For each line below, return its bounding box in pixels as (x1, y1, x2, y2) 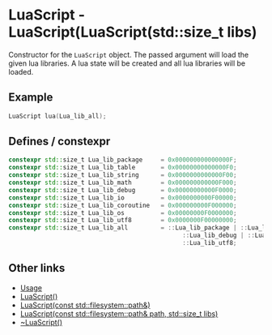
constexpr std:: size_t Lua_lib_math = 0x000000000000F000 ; (8, 178, 237, 187)
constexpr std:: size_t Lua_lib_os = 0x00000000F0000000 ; (8, 208, 237, 217)
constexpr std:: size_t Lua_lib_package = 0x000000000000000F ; (8, 156, 237, 164)
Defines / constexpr (8, 135, 111, 148)
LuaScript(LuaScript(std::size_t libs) (8, 23, 257, 41)
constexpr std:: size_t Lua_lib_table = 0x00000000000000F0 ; (8, 164, 237, 172)
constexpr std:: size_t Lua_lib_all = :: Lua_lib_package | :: (8, 224, 249, 232)
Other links (8, 261, 66, 275)
